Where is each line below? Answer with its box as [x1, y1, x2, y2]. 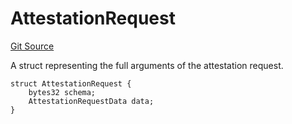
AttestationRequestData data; [28, 96, 155, 106]
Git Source [10, 40, 55, 52]
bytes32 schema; [28, 87, 97, 97]
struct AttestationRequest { [10, 78, 132, 89]
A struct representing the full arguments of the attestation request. [10, 59, 284, 71]
